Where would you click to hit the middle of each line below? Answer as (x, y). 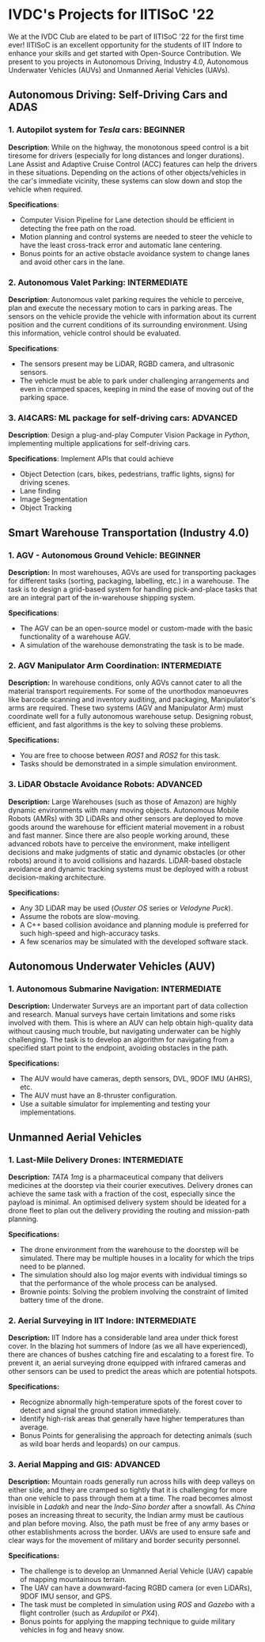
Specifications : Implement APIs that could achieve (91, 459)
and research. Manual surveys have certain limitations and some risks (122, 1015)
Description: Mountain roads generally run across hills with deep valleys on (132, 1481)
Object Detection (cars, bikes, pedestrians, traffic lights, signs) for (127, 474)
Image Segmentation (53, 499)
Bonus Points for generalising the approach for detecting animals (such (136, 1436)
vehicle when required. (45, 189)
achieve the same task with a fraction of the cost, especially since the (122, 1194)
